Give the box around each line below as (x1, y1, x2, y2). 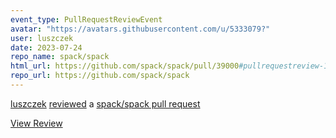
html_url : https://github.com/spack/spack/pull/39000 (10, 61, 240, 71)
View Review (10, 117, 63, 129)
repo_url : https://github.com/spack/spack (10, 71, 190, 81)
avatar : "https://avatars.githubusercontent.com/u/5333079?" (10, 24, 271, 34)
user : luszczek (10, 33, 74, 43)
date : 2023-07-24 (10, 42, 83, 53)
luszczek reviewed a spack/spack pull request (10, 97, 201, 110)
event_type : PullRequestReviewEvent (10, 14, 163, 25)
